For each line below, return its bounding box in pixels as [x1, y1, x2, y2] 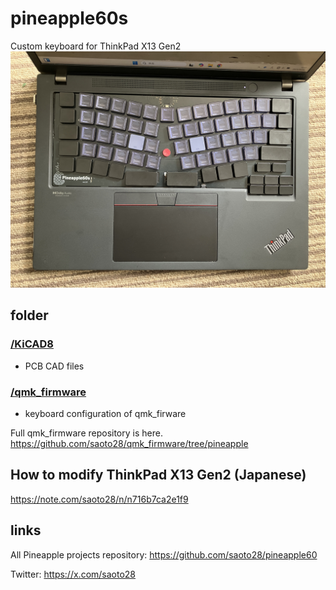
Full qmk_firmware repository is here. [10, 427, 163, 439]
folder [10, 307, 49, 324]
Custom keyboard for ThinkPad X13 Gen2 [10, 40, 182, 52]
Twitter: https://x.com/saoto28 [10, 568, 137, 580]
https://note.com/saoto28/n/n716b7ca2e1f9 [10, 493, 189, 505]
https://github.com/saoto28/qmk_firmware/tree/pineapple [10, 437, 249, 449]
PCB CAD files [24, 360, 85, 372]
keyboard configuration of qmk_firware [24, 407, 187, 419]
